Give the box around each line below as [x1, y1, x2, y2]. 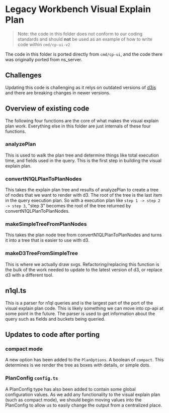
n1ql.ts [5, 287, 27, 295]
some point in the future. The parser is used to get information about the [5, 310, 155, 317]
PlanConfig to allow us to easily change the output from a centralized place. [5, 402, 162, 408]
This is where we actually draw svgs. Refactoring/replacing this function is [5, 261, 159, 267]
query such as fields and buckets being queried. [5, 316, 106, 322]
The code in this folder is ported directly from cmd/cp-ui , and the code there [5, 51, 162, 57]
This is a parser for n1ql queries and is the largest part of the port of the [5, 300, 153, 306]
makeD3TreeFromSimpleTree [5, 250, 78, 257]
